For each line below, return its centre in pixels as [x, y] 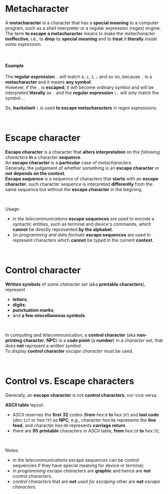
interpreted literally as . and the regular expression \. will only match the [82, 93]
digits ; [19, 305]
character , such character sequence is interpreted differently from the [79, 184]
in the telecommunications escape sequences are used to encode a [83, 219]
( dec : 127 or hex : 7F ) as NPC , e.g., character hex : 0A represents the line [84, 420]
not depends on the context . [35, 173]
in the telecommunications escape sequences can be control [76, 460]
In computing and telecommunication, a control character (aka [70, 335]
